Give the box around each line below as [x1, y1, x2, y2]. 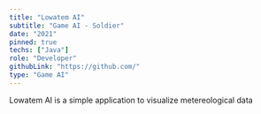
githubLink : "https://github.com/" [9, 63, 141, 72]
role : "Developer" [9, 54, 77, 63]
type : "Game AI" [9, 71, 69, 80]
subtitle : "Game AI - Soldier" [9, 21, 125, 30]
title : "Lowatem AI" [9, 12, 86, 22]
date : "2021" [9, 29, 58, 38]
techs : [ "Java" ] [9, 46, 69, 55]
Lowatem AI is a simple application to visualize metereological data [9, 95, 254, 105]
